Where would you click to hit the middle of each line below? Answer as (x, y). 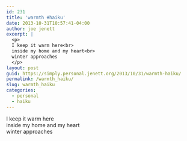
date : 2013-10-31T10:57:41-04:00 (48, 23)
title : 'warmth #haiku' (36, 17)
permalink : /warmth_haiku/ (40, 79)
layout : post (23, 68)
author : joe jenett (31, 29)
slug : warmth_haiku (31, 85)
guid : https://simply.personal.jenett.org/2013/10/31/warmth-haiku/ (94, 74)
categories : (21, 90)
